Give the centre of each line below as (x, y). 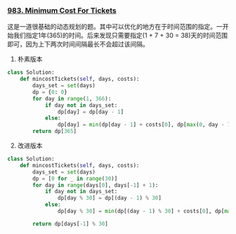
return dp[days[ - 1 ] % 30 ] (71, 223)
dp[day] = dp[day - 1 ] (91, 112)
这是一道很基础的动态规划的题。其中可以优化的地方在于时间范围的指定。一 (115, 27)
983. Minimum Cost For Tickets (62, 11)
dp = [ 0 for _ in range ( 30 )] (75, 178)
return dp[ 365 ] (55, 131)
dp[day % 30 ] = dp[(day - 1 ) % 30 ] (109, 198)
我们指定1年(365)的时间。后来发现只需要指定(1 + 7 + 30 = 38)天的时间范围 (120, 35)
